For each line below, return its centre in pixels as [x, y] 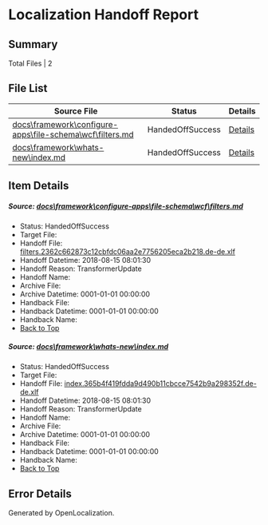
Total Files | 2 [30, 63]
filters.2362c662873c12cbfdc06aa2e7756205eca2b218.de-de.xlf [127, 252]
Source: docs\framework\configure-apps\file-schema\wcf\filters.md [126, 206]
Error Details [40, 493]
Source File [76, 111]
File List [28, 88]
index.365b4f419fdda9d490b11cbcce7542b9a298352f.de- [160, 384]
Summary [33, 44]
